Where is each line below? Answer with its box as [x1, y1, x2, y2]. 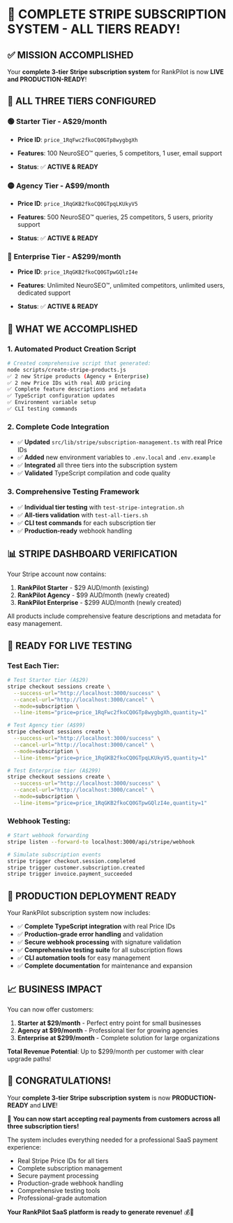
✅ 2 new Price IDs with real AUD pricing [7, 379, 131, 386]
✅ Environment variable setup [7, 399, 96, 406]
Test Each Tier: [7, 661, 59, 671]
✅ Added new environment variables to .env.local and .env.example [17, 453, 216, 461]
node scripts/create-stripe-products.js [7, 366, 127, 373]
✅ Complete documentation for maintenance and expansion [17, 962, 193, 970]
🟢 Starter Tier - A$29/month [7, 117, 107, 127]
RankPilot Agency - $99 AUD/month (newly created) [17, 591, 170, 599]
